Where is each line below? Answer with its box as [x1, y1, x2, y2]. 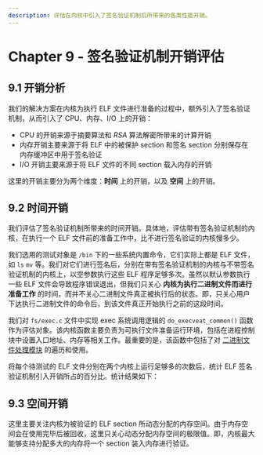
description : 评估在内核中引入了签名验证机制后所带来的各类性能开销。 [8, 11, 211, 20]
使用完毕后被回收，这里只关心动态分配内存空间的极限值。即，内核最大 [28, 429, 255, 439]
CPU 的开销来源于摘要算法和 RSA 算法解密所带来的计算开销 [19, 130, 211, 140]
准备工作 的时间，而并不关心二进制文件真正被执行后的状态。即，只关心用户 [8, 289, 250, 299]
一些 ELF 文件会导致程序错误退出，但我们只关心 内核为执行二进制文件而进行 [8, 279, 253, 289]
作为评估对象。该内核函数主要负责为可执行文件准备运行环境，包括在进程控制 [8, 326, 255, 335]
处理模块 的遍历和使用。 [14, 345, 92, 355]
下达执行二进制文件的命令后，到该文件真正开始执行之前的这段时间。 [8, 299, 228, 308]
